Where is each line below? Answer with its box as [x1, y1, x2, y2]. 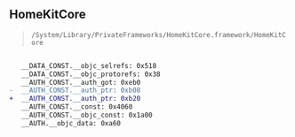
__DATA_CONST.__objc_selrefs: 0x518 [20, 61, 157, 70]
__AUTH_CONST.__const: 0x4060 [20, 103, 133, 111]
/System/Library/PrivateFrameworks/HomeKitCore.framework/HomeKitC [30, 30, 286, 39]
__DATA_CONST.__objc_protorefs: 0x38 [20, 70, 162, 79]
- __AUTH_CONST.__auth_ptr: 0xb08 [9, 86, 141, 95]
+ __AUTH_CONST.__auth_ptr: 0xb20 [9, 95, 141, 103]
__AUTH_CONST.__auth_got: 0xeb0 [20, 78, 141, 87]
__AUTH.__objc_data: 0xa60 [20, 118, 122, 127]
